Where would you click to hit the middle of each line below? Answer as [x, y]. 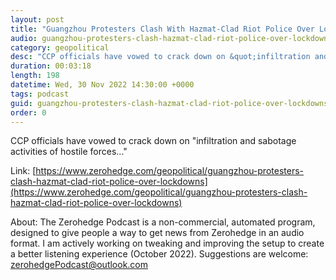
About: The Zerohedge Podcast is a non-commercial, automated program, [163, 222]
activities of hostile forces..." [69, 152]
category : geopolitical [60, 47]
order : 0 [28, 112]
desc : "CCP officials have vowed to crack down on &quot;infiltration [160, 57]
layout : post [37, 19]
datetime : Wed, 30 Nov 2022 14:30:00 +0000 [102, 85]
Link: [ [23, 171]
